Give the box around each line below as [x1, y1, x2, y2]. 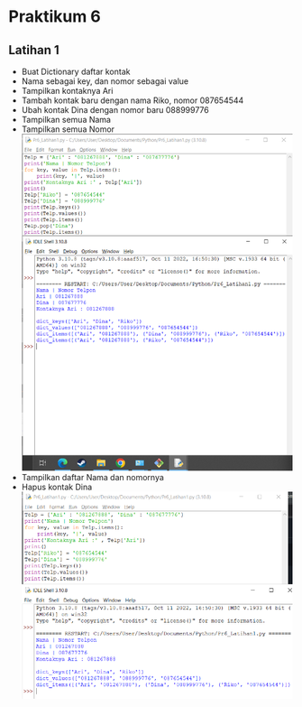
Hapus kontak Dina [21, 481, 93, 493]
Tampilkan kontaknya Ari [21, 86, 114, 96]
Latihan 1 [8, 42, 59, 58]
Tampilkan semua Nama [21, 115, 112, 125]
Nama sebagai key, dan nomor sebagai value [21, 76, 189, 87]
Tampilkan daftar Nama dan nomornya [21, 472, 164, 483]
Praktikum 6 [8, 6, 101, 27]
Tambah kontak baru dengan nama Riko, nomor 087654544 [21, 95, 244, 106]
